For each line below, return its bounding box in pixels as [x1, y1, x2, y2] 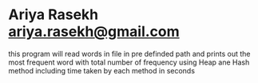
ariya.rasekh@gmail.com [8, 22, 180, 41]
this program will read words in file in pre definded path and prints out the [8, 49, 251, 58]
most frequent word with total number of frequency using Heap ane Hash [8, 57, 250, 67]
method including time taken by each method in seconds [8, 65, 196, 75]
